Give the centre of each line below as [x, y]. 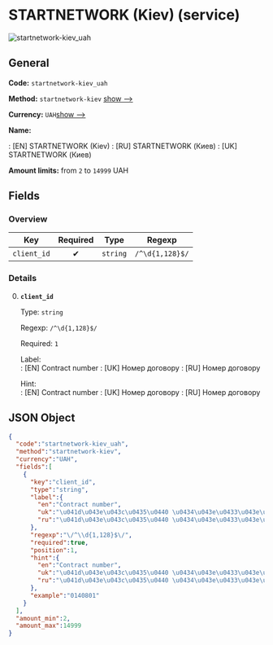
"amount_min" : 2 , [43, 618]
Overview [28, 219]
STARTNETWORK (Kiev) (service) [124, 15]
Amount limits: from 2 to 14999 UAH [68, 170]
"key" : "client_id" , [63, 482]
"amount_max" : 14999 [49, 626]
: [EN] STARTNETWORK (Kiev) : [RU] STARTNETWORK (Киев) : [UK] [123, 146]
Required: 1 [39, 343]
